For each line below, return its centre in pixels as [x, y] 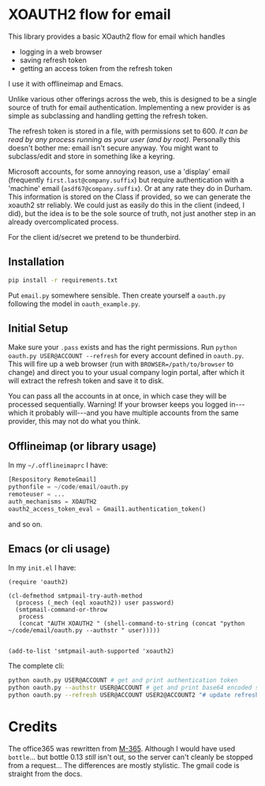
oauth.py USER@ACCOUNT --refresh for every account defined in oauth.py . [126, 356]
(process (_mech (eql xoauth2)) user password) [95, 603]
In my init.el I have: [42, 568]
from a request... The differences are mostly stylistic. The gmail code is [124, 765]
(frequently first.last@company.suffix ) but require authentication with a [126, 180]
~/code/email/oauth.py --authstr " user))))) [84, 631]
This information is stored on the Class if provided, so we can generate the [129, 196]
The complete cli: [36, 666]
